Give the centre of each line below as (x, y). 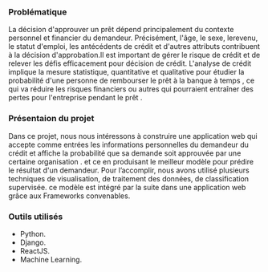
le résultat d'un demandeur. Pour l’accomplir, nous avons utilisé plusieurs (129, 170)
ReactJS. (35, 250)
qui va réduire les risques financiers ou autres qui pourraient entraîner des (131, 89)
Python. (33, 233)
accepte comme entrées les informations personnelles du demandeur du (128, 144)
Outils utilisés (36, 217)
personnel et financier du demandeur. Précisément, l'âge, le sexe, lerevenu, (133, 38)
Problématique (38, 12)
